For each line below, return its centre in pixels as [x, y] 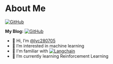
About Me [25, 8]
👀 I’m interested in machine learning [48, 46]
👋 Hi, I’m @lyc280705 [34, 40]
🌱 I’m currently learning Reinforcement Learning [60, 56]
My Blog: [14, 31]
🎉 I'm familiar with [30, 51]
